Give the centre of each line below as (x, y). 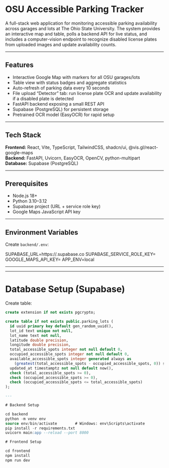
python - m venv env (26, 419)
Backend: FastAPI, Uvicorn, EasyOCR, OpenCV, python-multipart (73, 158)
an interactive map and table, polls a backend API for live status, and (76, 34)
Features (19, 65)
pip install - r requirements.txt (40, 428)
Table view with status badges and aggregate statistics (69, 82)
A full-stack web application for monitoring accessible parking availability (81, 23)
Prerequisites (27, 184)
